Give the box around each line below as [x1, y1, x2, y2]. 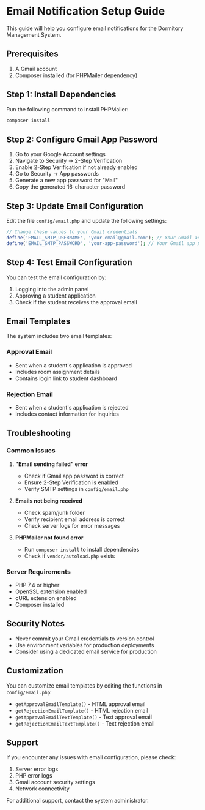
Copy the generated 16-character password [15, 183, 126, 190]
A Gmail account [15, 65, 57, 72]
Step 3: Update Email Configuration [6, 201, 143, 211]
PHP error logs [15, 772, 53, 779]
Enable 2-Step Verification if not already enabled [15, 163, 138, 171]
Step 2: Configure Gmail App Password [6, 134, 158, 144]
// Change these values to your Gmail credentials [6, 229, 138, 235]
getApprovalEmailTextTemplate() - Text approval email [15, 713, 153, 721]
